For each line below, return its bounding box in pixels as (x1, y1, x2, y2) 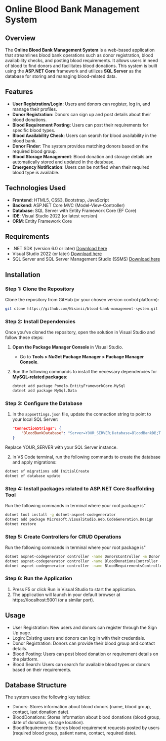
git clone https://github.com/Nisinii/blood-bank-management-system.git (5, 306, 158, 311)
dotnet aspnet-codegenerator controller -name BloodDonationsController (5, 558, 158, 564)
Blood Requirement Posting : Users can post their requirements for (12, 122, 149, 128)
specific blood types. (12, 127, 55, 133)
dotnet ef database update (5, 473, 61, 478)
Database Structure (5, 681, 67, 689)
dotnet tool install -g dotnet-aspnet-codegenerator (5, 512, 116, 517)
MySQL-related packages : (12, 374, 68, 380)
